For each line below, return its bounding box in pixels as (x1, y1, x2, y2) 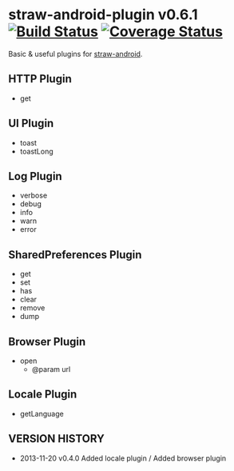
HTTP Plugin (8, 72, 72, 86)
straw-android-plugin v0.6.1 (8, 6, 198, 24)
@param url (31, 365, 71, 373)
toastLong (19, 146, 54, 156)
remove (19, 303, 46, 313)
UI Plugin (8, 117, 54, 130)
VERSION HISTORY (8, 432, 105, 445)
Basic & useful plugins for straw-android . (8, 49, 143, 58)
